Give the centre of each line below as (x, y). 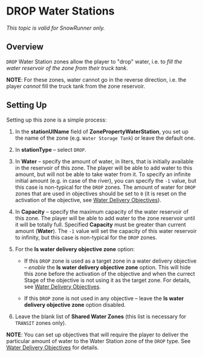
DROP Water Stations (60, 11)
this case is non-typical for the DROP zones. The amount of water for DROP (105, 187)
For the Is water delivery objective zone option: (75, 249)
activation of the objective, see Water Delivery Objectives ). (88, 200)
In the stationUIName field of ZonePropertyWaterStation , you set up (101, 131)
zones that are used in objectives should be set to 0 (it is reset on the (101, 193)
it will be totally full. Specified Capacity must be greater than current (100, 224)
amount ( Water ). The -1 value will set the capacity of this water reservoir (106, 231)
